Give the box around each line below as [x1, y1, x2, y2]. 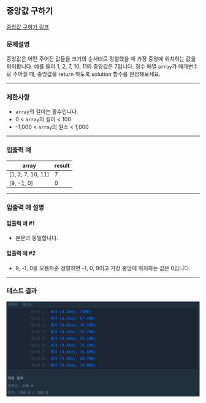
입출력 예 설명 [6, 203, 45, 212]
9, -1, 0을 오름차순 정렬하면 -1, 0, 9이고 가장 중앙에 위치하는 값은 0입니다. [15, 264, 191, 271]
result [54, 162, 70, 170]
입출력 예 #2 [6, 249, 36, 257]
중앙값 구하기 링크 [6, 23, 49, 31]
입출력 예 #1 [6, 219, 35, 227]
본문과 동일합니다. [15, 235, 58, 242]
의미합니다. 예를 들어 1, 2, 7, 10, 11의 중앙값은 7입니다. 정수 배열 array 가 [6, 63, 177, 70]
